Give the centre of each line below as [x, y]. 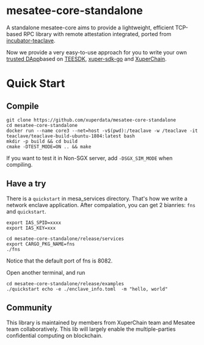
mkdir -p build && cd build [42, 141]
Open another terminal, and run [46, 272]
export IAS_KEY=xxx [31, 228]
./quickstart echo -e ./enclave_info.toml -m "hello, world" [87, 289]
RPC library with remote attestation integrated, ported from [97, 34]
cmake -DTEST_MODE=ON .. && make [49, 147]
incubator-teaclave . [31, 40]
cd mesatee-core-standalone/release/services [65, 239]
